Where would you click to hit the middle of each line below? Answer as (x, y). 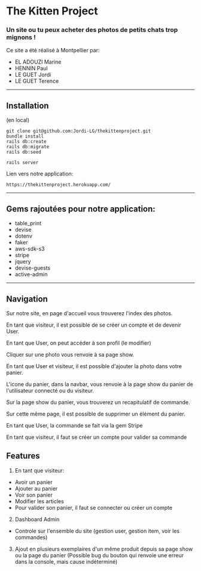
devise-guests (33, 268)
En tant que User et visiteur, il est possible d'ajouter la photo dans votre (94, 366)
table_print (28, 223)
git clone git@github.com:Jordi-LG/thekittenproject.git (79, 131)
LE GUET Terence (37, 81)
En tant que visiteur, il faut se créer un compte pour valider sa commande (97, 437)
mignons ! (21, 37)
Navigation (27, 299)
